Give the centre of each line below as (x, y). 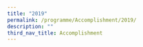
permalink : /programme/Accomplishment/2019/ (72, 20)
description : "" (30, 26)
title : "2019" (27, 13)
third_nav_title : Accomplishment (55, 33)
